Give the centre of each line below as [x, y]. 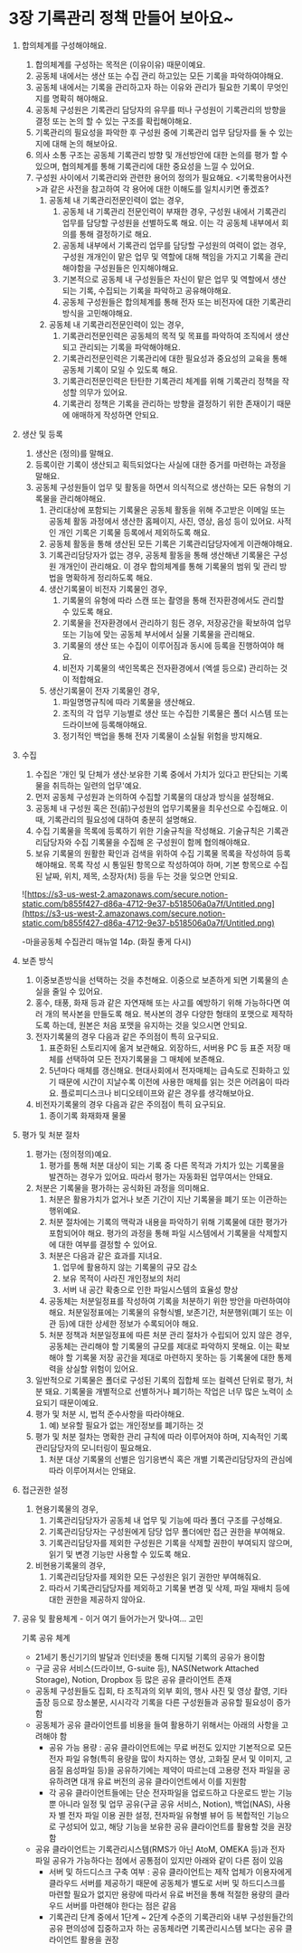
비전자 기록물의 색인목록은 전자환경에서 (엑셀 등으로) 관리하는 [170, 668]
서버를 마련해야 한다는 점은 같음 [121, 1905]
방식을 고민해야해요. [97, 313]
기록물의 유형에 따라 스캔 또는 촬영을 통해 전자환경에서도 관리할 [173, 600]
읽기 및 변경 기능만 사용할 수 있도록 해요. [119, 1554]
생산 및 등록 [42, 434]
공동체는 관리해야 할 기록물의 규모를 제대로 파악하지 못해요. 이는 [160, 1346]
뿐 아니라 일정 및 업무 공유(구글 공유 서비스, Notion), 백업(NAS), [161, 1804]
